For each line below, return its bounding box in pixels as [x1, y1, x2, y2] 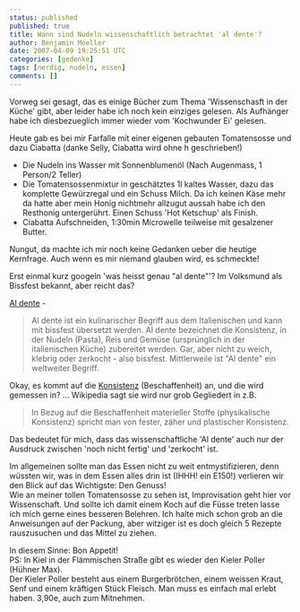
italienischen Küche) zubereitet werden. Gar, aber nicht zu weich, [30, 343, 272, 354]
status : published [9, 13, 78, 22]
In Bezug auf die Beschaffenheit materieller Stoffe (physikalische [30, 407, 270, 417]
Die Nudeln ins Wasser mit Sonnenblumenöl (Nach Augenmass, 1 [21, 159, 262, 170]
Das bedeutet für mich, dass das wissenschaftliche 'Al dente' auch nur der [9, 433, 284, 444]
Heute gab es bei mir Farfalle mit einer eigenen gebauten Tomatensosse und [9, 132, 292, 144]
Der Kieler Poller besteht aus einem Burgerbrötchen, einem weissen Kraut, [9, 573, 284, 584]
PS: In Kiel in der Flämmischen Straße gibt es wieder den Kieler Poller [9, 554, 266, 565]
